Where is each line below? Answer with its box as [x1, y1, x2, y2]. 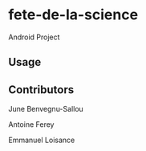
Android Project [8, 32, 60, 42]
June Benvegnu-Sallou [8, 104, 84, 114]
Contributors [8, 83, 75, 96]
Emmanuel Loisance [8, 135, 75, 145]
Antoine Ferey [8, 120, 55, 129]
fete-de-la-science [8, 6, 139, 24]
